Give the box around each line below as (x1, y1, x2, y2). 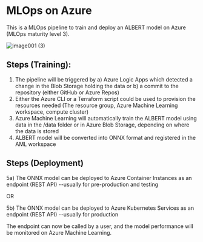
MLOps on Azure (6, 4, 92, 18)
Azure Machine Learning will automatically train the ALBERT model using (15, 114, 197, 122)
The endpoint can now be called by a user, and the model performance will (6, 223, 194, 230)
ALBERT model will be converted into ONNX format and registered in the (15, 134, 196, 141)
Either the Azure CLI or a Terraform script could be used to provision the (15, 95, 196, 102)
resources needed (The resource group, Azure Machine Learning (15, 102, 178, 109)
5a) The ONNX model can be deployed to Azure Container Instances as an (6, 174, 192, 181)
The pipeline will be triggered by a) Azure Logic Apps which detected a (15, 75, 193, 83)
